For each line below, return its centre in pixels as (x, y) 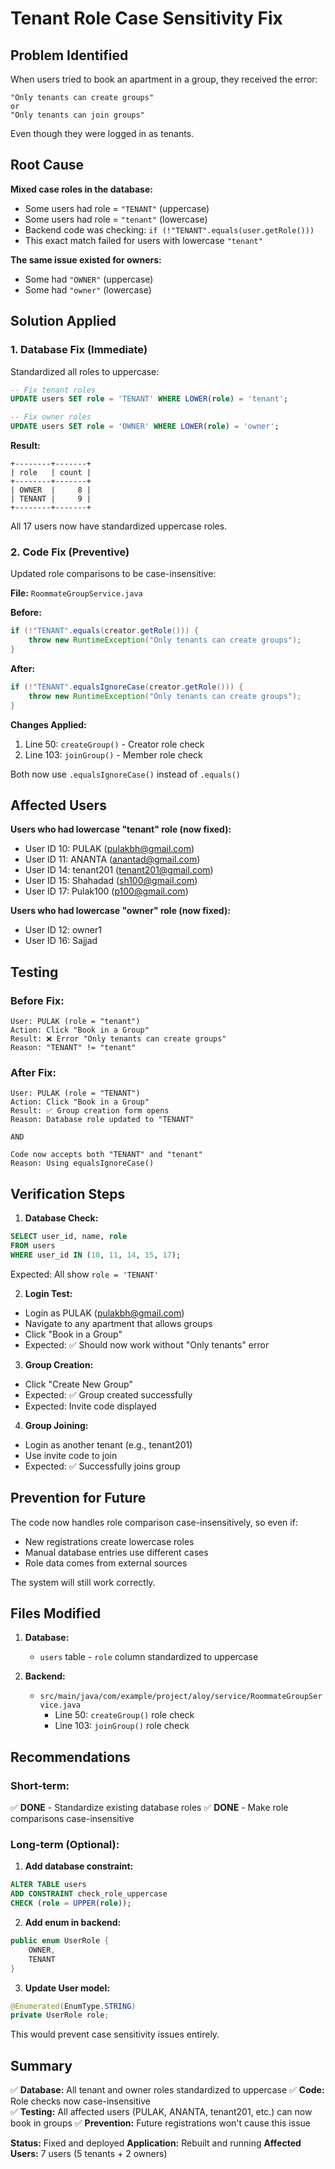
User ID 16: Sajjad (61, 941)
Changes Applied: (48, 724)
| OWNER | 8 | (51, 490)
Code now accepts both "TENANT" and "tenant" (106, 1155)
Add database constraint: (79, 1866)
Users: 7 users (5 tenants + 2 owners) (89, 2154)
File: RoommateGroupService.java (76, 593)
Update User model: (67, 1988)
